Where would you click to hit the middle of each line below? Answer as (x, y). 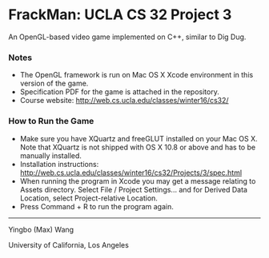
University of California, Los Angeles (69, 244)
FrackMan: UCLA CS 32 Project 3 (120, 15)
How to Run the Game (51, 121)
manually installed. (51, 155)
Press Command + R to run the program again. (97, 206)
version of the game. (54, 83)
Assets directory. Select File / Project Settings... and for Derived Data (134, 189)
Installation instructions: (59, 164)
